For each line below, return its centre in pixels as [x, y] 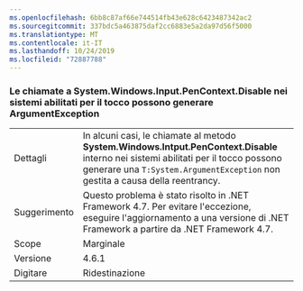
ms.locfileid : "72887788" [58, 59]
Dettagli [30, 159]
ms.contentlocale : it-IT [56, 43]
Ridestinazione [114, 273]
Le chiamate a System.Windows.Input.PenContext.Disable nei [149, 91]
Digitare [31, 273]
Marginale [104, 244]
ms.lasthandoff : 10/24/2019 [62, 51]
